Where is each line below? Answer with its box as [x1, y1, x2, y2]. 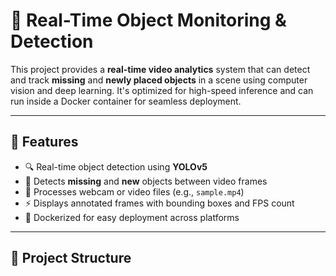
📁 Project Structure [10, 250, 132, 267]
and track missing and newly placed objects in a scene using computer [10, 74, 308, 86]
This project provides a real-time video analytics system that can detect [10, 63, 311, 75]
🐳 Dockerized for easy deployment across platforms [24, 211, 240, 223]
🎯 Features [10, 134, 79, 151]
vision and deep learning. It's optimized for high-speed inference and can [10, 84, 314, 96]
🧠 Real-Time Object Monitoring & [10, 9, 287, 32]
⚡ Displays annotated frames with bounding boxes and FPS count [24, 197, 295, 209]
